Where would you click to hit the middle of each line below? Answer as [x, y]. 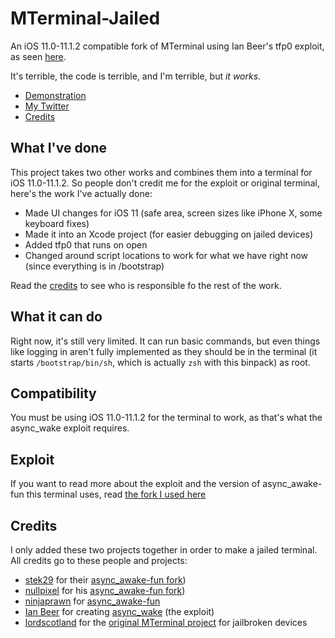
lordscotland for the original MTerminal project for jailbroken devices [166, 622]
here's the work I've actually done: [81, 193]
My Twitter [47, 106]
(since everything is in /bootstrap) [94, 266]
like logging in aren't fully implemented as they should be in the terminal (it [164, 351]
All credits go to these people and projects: [99, 560]
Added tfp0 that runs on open [86, 244]
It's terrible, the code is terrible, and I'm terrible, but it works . [136, 76]
